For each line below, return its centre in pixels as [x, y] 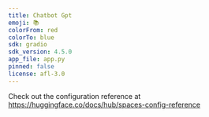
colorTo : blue [32, 37]
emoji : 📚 [24, 23]
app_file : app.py [37, 60]
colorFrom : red [33, 30]
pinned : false [32, 67]
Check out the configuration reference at [75, 96]
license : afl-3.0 [37, 74]
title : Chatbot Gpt [40, 15]
